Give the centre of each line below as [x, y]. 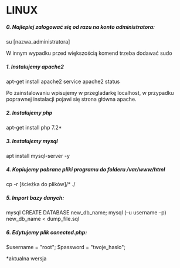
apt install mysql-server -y [38, 156]
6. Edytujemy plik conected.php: [47, 232]
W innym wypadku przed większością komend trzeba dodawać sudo [89, 53]
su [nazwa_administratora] [38, 42]
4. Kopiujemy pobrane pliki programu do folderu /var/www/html [86, 169]
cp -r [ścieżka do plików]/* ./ [41, 184]
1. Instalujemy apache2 [35, 67]
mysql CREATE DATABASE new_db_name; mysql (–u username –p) [86, 212]
